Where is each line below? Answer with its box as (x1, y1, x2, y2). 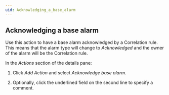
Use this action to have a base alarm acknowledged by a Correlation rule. (5, 39, 158, 45)
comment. (12, 85, 34, 91)
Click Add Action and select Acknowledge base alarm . (12, 70, 126, 76)
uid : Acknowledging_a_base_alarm (5, 7, 76, 13)
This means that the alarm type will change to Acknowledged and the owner (5, 45, 164, 51)
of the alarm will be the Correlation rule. (5, 50, 88, 56)
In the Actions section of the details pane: (5, 60, 92, 66)
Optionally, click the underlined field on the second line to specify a (12, 79, 153, 86)
